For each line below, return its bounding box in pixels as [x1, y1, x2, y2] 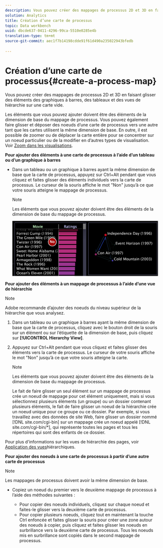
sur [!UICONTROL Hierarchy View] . [12, 335, 84, 340]
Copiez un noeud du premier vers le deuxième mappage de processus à [12, 487, 157, 493]
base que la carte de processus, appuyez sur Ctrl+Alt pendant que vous [12, 172, 156, 177]
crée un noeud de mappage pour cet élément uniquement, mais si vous [12, 393, 155, 399]
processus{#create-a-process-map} [5, 75, 157, 87]
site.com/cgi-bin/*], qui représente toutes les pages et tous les [12, 424, 138, 430]
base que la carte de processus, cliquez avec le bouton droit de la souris [12, 324, 158, 330]
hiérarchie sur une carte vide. [5, 102, 64, 108]
